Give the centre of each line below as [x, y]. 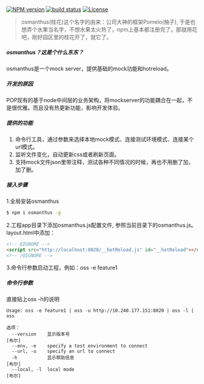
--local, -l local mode [43, 370]
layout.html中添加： [31, 232]
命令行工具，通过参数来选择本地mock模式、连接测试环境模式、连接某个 [104, 139]
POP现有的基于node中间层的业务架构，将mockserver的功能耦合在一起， [97, 100]
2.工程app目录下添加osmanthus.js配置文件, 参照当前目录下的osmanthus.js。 [101, 225]
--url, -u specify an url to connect [63, 351]
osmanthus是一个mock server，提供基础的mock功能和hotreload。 [89, 68]
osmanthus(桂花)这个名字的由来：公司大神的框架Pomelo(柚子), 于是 [106, 22]
